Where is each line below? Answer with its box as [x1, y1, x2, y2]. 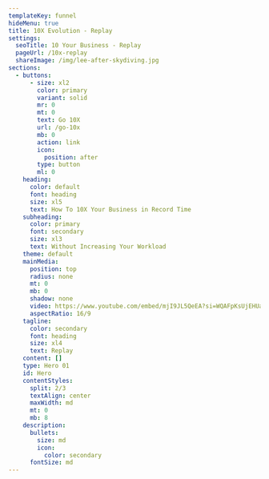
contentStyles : [22, 376, 74, 384]
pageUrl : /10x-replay [15, 49, 88, 57]
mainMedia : [22, 257, 59, 265]
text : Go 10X [37, 116, 81, 124]
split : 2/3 [29, 384, 66, 392]
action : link [37, 138, 81, 147]
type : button [37, 161, 81, 169]
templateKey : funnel [8, 11, 78, 20]
